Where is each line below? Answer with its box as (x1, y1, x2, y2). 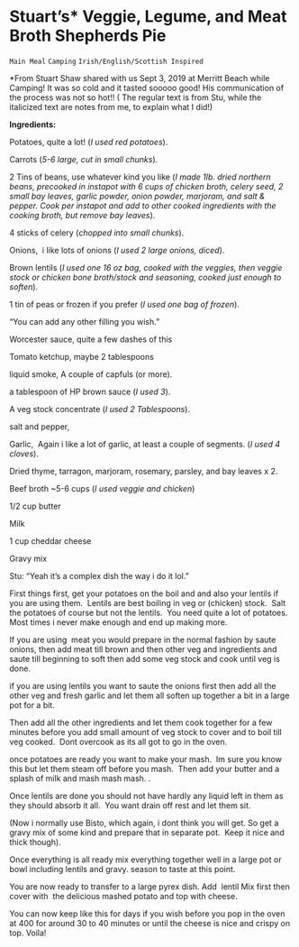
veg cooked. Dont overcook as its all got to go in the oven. (9, 736, 228, 747)
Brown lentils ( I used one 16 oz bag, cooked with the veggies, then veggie (9, 262, 283, 272)
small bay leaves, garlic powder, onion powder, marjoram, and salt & (9, 190, 266, 201)
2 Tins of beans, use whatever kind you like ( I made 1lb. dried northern (9, 171, 272, 182)
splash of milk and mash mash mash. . (9, 773, 151, 784)
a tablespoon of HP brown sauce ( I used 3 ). (9, 386, 171, 397)
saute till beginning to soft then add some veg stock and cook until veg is (9, 653, 281, 664)
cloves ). (9, 448, 39, 459)
